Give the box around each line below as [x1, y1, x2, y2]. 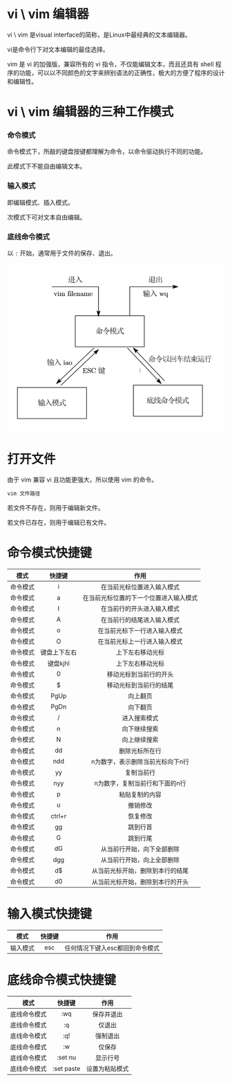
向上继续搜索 [122, 735, 159, 744]
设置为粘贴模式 [86, 1065, 129, 1073]
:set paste [52, 1064, 81, 1072]
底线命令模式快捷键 [7, 973, 117, 988]
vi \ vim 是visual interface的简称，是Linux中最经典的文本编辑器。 [7, 30, 191, 39]
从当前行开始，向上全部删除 [101, 856, 180, 863]
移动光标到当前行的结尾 [106, 681, 174, 689]
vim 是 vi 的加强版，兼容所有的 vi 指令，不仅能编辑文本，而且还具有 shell [7, 59, 214, 68]
